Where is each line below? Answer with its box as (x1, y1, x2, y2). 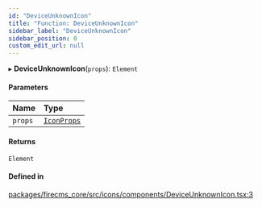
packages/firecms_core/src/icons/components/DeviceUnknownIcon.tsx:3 (8, 189, 254, 199)
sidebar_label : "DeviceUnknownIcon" (8, 27, 131, 35)
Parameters (8, 82, 48, 92)
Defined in (8, 172, 44, 181)
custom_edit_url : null (8, 42, 85, 50)
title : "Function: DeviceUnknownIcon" (8, 19, 139, 27)
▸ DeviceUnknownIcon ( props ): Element (8, 64, 139, 73)
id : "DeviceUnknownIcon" (8, 11, 92, 20)
